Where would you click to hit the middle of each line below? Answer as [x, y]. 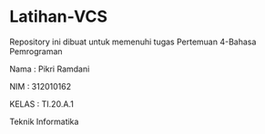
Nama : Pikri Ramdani [50, 69]
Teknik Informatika [44, 121]
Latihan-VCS [58, 17]
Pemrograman [36, 51]
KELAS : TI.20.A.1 [42, 104]
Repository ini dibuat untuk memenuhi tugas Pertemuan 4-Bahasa [133, 42]
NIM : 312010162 [41, 86]
